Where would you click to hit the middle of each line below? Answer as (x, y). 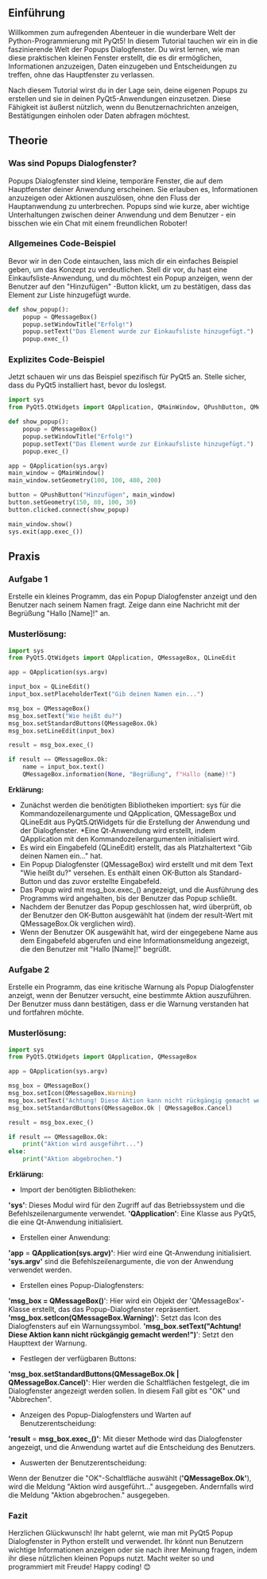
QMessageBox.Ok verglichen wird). (77, 923)
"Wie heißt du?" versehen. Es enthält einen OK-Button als (114, 873)
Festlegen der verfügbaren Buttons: (78, 1359)
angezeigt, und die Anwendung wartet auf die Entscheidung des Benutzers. (132, 1447)
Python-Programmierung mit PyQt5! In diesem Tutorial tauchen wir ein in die (133, 41)
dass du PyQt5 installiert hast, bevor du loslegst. (87, 385)
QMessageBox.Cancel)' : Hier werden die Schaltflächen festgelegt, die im (129, 1383)
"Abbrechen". (30, 1400)
